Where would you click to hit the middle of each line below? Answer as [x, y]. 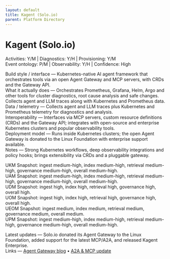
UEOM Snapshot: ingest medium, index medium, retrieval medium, [75, 209]
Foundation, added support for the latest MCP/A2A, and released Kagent [81, 240]
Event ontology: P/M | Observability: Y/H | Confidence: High [68, 64]
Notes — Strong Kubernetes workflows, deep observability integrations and [84, 150]
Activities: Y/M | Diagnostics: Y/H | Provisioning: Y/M [61, 59]
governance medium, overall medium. [45, 214]
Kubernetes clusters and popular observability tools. [60, 128]
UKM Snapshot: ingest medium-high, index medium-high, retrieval [75, 165]
